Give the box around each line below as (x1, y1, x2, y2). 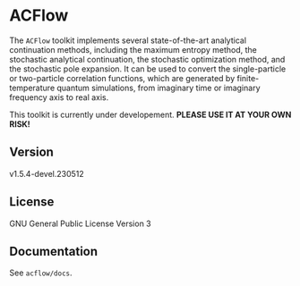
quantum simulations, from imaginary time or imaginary (56, 82, 261, 93)
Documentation (9, 243, 99, 259)
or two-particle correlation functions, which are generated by (9, 72, 236, 83)
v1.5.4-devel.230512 (9, 168, 85, 179)
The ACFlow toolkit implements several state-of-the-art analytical (9, 35, 247, 46)
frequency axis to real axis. (9, 91, 109, 103)
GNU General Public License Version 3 (9, 218, 151, 229)
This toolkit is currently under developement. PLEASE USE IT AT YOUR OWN (9, 109, 292, 120)
